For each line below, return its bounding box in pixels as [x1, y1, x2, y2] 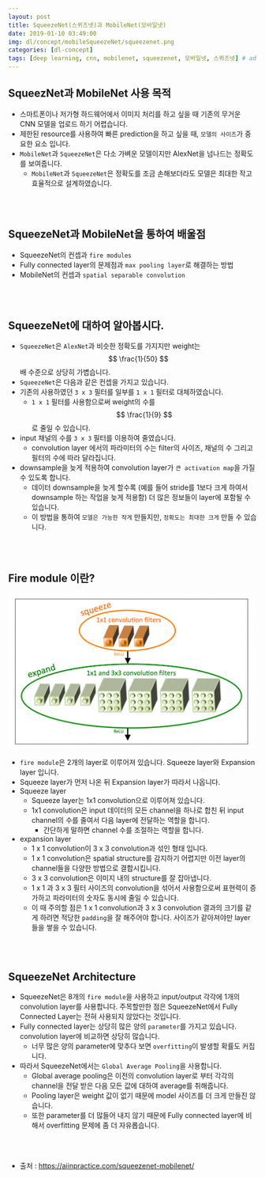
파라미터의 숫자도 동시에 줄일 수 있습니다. [52, 893, 179, 903]
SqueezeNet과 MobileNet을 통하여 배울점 [8, 228, 207, 241]
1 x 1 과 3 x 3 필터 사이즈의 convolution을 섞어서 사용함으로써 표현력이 [31, 883, 248, 893]
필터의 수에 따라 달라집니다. [31, 453, 116, 463]
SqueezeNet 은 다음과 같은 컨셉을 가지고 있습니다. [19, 377, 170, 387]
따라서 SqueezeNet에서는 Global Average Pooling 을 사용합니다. [19, 1061, 222, 1071]
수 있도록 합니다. [19, 473, 71, 483]
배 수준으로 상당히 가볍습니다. [19, 368, 111, 377]
